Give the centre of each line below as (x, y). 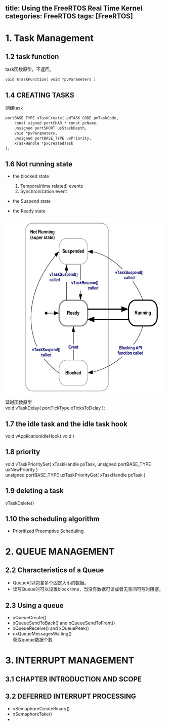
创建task (14, 108)
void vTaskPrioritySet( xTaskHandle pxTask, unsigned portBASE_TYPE (78, 464)
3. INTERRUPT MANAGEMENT (70, 660)
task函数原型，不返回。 (30, 69)
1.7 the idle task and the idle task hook (66, 424)
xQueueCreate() (29, 618)
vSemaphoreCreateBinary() (41, 708)
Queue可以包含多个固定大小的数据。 (51, 583)
